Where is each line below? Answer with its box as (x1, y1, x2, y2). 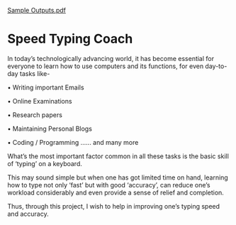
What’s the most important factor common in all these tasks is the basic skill (7, 152, 229, 160)
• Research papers (7, 110, 62, 119)
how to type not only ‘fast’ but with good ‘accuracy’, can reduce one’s (7, 180, 210, 189)
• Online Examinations (7, 97, 72, 105)
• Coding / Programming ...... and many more (7, 138, 139, 146)
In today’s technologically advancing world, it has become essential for (7, 54, 215, 62)
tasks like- (20, 69, 50, 77)
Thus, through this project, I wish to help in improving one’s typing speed (7, 202, 220, 210)
